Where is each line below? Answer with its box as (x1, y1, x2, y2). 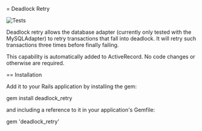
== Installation (6, 71, 42, 78)
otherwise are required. (6, 60, 65, 66)
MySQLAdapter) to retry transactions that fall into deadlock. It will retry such (6, 35, 197, 42)
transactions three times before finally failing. (6, 42, 119, 48)
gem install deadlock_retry (6, 95, 73, 101)
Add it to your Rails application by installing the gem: (6, 83, 137, 90)
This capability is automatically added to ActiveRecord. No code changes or (6, 53, 195, 60)
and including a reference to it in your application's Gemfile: (6, 106, 155, 113)
